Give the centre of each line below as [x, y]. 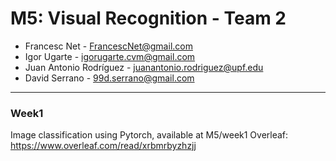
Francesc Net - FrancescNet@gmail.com [108, 46]
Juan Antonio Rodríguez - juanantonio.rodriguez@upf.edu [144, 67]
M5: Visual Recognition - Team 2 [148, 18]
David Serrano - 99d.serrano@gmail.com [109, 78]
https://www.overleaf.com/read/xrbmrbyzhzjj [103, 146]
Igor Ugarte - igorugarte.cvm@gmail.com [110, 56]
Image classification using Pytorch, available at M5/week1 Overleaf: [149, 135]
